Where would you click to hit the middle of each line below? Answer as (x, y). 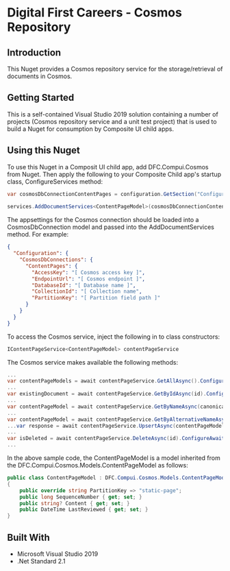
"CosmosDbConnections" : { (56, 260)
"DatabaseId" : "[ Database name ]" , (84, 285)
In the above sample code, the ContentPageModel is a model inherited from (114, 458)
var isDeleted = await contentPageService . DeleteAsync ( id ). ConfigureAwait (116, 439)
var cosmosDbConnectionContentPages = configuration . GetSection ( (102, 194)
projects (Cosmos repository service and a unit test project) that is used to (112, 121)
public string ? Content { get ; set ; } (75, 503)
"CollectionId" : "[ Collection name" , (87, 292)
